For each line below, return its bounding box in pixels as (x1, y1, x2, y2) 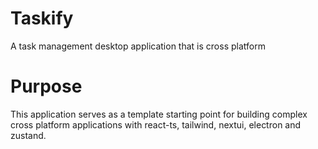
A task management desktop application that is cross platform (10, 40, 266, 52)
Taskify (10, 7, 74, 30)
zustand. (10, 129, 47, 141)
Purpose (10, 75, 83, 98)
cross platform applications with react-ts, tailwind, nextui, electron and (10, 118, 302, 131)
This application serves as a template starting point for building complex (10, 108, 308, 120)
